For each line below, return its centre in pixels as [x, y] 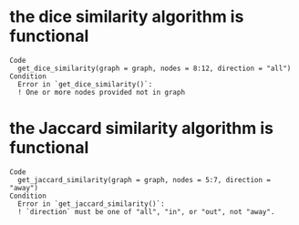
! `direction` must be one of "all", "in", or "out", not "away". [146, 211]
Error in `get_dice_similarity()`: [85, 84]
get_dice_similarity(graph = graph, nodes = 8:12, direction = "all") [155, 68]
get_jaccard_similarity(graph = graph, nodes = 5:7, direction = [144, 179]
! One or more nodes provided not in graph [101, 92]
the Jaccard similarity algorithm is [141, 128]
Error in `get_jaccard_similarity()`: [92, 204]
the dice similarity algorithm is [127, 17]
